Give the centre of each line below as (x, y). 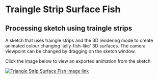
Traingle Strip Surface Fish (63, 9)
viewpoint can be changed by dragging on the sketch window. (71, 51)
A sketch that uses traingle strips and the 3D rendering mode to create (79, 40)
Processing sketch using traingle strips (69, 28)
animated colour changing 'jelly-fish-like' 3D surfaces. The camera (76, 46)
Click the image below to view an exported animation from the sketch (78, 61)
